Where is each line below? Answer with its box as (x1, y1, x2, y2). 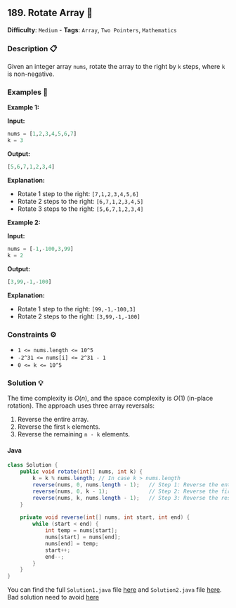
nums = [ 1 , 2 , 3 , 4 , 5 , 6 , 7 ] (7, 131, 77, 138)
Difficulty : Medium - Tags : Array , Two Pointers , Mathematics (7, 25, 178, 34)
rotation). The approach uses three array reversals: (7, 401, 155, 410)
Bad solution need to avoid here (7, 593, 100, 602)
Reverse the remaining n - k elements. (17, 430, 131, 439)
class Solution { (7, 462, 58, 469)
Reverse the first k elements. (17, 422, 100, 431)
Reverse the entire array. (17, 415, 89, 424)
